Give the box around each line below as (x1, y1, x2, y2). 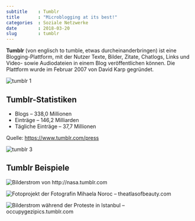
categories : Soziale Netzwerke (6, 20, 89, 25)
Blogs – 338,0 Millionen (14, 110, 72, 117)
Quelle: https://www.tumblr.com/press (6, 134, 99, 141)
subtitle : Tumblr (6, 8, 60, 15)
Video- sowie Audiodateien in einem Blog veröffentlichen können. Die (6, 60, 175, 67)
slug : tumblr (6, 31, 60, 37)
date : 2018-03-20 (6, 25, 70, 31)
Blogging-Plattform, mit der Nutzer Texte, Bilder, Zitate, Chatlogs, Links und (6, 53, 190, 60)
